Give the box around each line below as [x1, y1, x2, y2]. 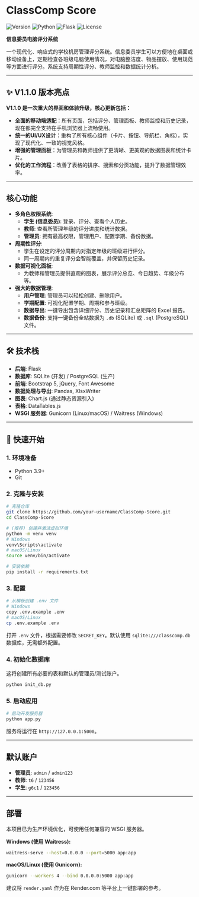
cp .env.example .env [6, 620, 60, 626]
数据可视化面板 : [14, 262, 53, 269]
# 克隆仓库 [6, 503, 30, 510]
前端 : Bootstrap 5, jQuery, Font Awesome [14, 380, 115, 387]
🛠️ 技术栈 [6, 346, 40, 356]
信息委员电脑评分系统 [6, 35, 58, 42]
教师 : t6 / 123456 [14, 776, 54, 783]
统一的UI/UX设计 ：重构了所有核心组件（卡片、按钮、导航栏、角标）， [14, 132, 183, 139]
